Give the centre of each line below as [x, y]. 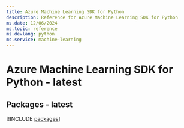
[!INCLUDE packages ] [33, 119]
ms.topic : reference [32, 29]
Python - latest [44, 82]
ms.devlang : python [31, 34]
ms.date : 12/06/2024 [32, 23]
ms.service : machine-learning [44, 40]
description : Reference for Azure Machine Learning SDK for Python [92, 17]
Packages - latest [40, 104]
